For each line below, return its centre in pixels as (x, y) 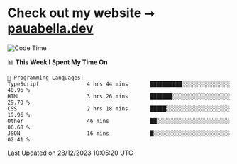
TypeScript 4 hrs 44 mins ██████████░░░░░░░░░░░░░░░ (119, 84)
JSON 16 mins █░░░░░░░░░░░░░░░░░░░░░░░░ (119, 133)
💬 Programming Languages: (45, 78)
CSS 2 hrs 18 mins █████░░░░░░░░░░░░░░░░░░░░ (119, 109)
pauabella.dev (50, 29)
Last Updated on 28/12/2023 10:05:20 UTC (70, 153)
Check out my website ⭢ (81, 13)
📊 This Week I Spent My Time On (57, 62)
